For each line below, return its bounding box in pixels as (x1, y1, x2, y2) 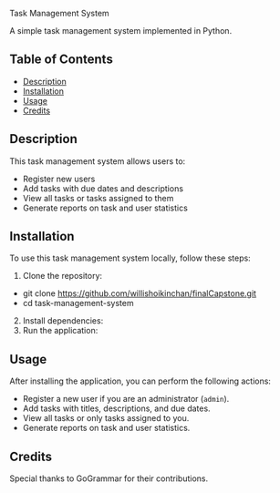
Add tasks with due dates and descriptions (22, 182, 184, 194)
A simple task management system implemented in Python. (9, 26, 233, 36)
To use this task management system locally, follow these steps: (9, 252, 251, 263)
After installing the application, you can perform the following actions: (9, 375, 272, 386)
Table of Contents (9, 52, 114, 67)
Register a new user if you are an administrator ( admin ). (22, 394, 230, 405)
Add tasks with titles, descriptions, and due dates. (22, 403, 212, 414)
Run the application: (22, 325, 99, 336)
